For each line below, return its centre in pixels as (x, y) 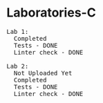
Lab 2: (18, 66)
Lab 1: (18, 31)
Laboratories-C (51, 13)
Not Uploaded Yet (43, 73)
